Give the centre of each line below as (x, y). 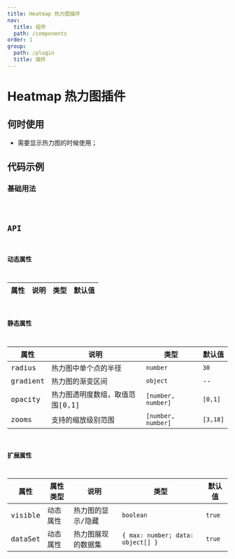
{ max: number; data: (158, 535)
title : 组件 (30, 27)
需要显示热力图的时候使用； (57, 143)
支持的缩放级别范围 (83, 420)
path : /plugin (34, 53)
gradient (28, 381)
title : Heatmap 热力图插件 (44, 14)
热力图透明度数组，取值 (90, 395)
